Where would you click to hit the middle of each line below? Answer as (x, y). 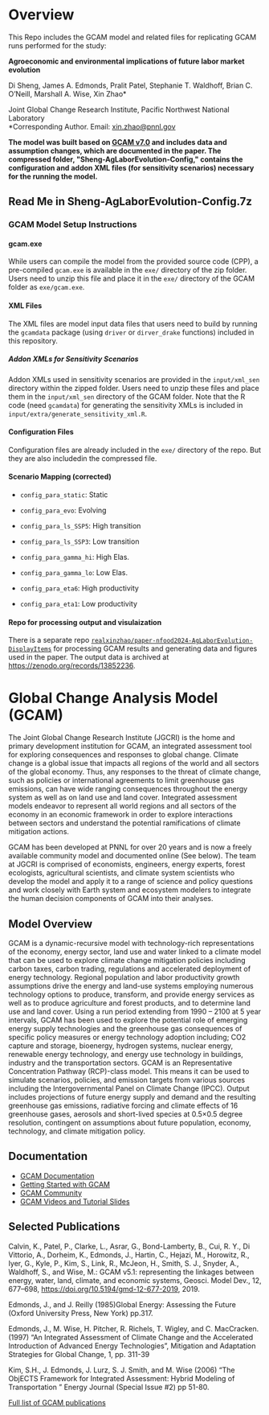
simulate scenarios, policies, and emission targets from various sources (127, 1080)
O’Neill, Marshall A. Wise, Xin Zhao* (67, 93)
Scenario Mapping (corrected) (60, 477)
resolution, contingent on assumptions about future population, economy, (130, 1122)
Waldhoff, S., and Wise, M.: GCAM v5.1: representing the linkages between (131, 1272)
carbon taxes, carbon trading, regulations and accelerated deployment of (130, 969)
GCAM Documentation (57, 1175)
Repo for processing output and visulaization (85, 622)
